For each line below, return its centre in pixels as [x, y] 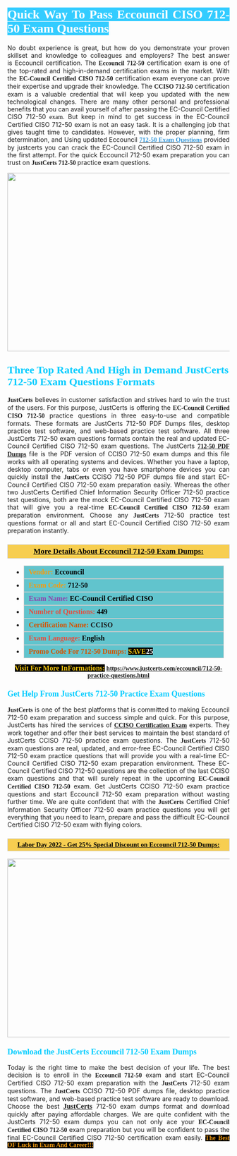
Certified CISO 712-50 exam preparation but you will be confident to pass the [119, 1129]
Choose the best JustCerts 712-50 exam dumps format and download [119, 1106]
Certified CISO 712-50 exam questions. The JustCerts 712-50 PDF [131, 446]
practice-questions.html [119, 676]
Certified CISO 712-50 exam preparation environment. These [124, 763]
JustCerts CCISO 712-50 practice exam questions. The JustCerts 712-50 [119, 741]
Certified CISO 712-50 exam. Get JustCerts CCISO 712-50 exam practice [119, 786]
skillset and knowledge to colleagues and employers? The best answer [119, 55]
